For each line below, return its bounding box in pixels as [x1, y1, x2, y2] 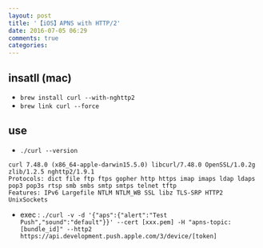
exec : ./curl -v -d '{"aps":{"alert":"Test [19, 210, 168, 219]
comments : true [8, 34, 59, 42]
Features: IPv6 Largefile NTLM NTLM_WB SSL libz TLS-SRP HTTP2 [8, 189, 224, 197]
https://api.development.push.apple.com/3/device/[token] [19, 232, 217, 240]
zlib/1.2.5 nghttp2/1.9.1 [8, 167, 94, 176]
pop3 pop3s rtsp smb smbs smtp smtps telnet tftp [8, 182, 177, 190]
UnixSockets [8, 195, 48, 204]
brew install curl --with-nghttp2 [19, 94, 135, 102]
